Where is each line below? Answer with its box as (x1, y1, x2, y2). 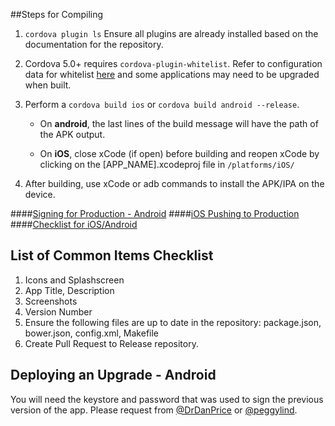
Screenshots (24, 295, 78, 307)
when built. (24, 79, 72, 91)
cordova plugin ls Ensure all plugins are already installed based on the (24, 28, 319, 39)
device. (24, 189, 56, 200)
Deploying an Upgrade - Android (10, 367, 217, 384)
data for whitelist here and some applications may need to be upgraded (24, 69, 320, 80)
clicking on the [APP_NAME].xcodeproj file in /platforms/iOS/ (39, 159, 295, 170)
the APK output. (39, 129, 106, 140)
